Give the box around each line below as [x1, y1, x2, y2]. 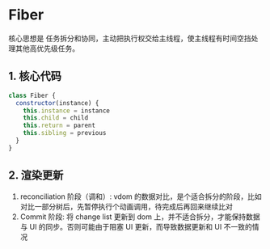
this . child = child [23, 114, 89, 122]
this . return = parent [23, 121, 95, 130]
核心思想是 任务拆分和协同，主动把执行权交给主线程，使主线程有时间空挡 [8, 33, 251, 43]
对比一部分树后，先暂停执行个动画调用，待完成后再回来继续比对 [19, 201, 233, 211]
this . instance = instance [23, 107, 111, 115]
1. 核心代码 [8, 70, 62, 83]
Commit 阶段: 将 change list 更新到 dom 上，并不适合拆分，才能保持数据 [19, 212, 260, 222]
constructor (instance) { [15, 99, 99, 107]
